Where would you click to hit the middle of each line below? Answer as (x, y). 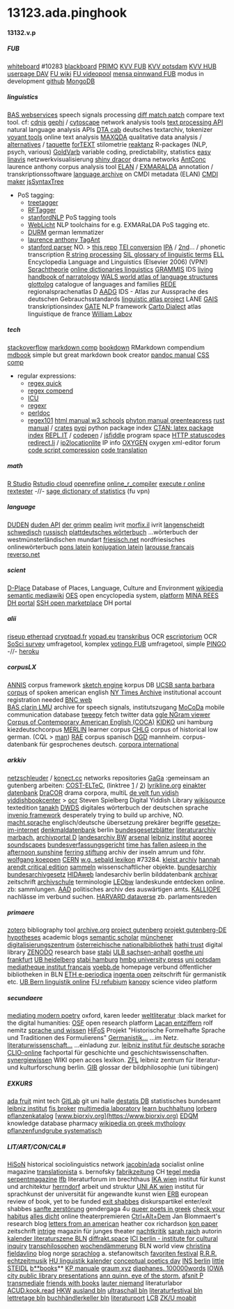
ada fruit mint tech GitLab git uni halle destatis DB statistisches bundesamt (114, 1101)
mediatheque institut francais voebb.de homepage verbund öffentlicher (110, 967)
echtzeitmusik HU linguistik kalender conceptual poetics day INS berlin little (116, 1261)
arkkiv (17, 760)
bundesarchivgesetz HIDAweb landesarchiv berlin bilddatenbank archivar (112, 874)
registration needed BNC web (50, 699)
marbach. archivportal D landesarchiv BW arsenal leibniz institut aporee (110, 837)
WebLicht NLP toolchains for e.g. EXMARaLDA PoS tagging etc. (119, 224)
